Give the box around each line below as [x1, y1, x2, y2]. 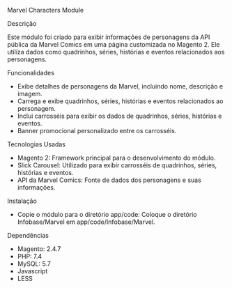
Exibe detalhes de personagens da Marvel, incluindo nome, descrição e [17, 82, 224, 90]
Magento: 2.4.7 [17, 245, 61, 253]
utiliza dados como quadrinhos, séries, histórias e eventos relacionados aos [7, 48, 225, 56]
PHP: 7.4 [17, 252, 42, 260]
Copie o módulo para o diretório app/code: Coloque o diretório [17, 211, 197, 218]
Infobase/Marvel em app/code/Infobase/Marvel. [17, 218, 155, 226]
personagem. [17, 105, 56, 112]
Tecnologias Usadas [7, 140, 66, 149]
